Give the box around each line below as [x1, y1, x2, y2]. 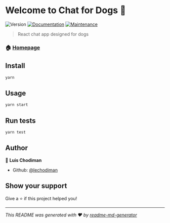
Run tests [5, 116, 36, 125]
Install [5, 62, 25, 70]
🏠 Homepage [5, 44, 40, 51]
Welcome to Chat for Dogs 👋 [5, 5, 126, 16]
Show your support [5, 182, 67, 190]
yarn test [5, 130, 26, 135]
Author [5, 144, 28, 152]
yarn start [5, 102, 28, 108]
